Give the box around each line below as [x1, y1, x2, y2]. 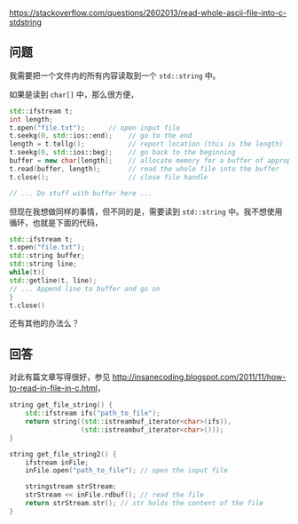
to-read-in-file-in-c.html [9, 383, 98, 393]
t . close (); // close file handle [9, 172, 208, 181]
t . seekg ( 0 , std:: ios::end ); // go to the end [9, 131, 192, 140]
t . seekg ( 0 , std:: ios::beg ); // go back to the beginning [9, 148, 237, 157]
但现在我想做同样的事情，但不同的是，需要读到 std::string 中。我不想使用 [9, 206, 283, 217]
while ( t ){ [9, 268, 46, 277]
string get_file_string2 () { [9, 449, 117, 458]
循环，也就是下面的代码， [9, 217, 103, 227]
